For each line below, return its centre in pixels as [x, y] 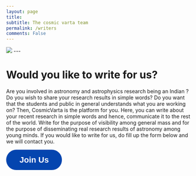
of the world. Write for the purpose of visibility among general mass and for [98, 123]
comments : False [26, 34]
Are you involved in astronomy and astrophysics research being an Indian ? [97, 92]
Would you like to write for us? [82, 75]
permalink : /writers [32, 28]
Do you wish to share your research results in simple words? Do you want [95, 97]
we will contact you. [30, 142]
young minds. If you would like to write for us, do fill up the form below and [97, 135]
